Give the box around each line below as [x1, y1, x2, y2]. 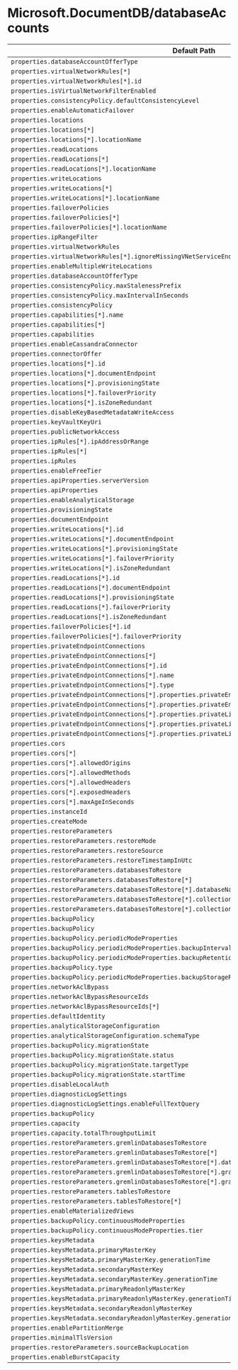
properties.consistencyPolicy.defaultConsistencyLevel [11, 96, 200, 104]
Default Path [172, 45, 216, 55]
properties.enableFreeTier [11, 466, 102, 475]
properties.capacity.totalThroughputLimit [11, 1128, 157, 1137]
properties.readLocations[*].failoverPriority [11, 603, 171, 611]
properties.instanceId [11, 808, 87, 815]
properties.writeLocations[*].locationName [11, 193, 160, 202]
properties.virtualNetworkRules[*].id [11, 77, 142, 85]
